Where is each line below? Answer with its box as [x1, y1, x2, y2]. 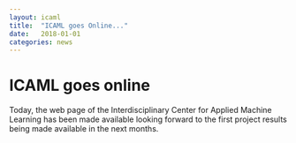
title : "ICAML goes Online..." [9, 21, 128, 30]
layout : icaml [9, 12, 62, 22]
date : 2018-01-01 [9, 29, 81, 38]
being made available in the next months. [9, 124, 159, 134]
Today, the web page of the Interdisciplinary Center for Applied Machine [9, 105, 272, 116]
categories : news [9, 37, 73, 47]
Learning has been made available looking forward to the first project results [9, 114, 287, 124]
